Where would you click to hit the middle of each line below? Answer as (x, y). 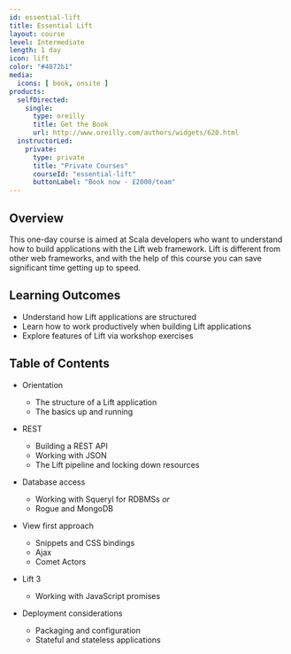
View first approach (58, 526)
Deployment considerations (72, 613)
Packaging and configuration (88, 630)
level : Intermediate (47, 42)
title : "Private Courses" (80, 166)
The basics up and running (84, 411)
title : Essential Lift (51, 26)
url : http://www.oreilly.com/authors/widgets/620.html (136, 133)
